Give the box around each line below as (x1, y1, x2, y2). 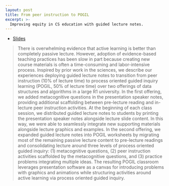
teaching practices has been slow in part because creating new (17, 56, 150, 63)
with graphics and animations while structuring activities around (17, 170, 151, 176)
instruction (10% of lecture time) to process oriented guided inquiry (17, 78, 158, 84)
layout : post (5, 7, 33, 13)
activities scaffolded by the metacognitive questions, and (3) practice (17, 153, 163, 160)
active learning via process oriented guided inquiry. (17, 175, 125, 181)
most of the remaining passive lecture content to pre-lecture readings (17, 137, 163, 143)
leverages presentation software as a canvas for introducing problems (17, 164, 164, 170)
